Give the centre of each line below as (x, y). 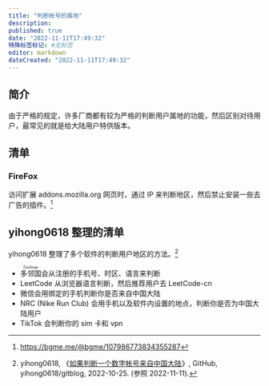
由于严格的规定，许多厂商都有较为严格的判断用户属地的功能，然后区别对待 (131, 115)
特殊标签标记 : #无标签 (41, 46)
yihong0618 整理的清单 (66, 233)
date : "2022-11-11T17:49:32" (57, 38)
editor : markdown (37, 53)
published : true (35, 30)
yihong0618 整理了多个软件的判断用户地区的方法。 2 (93, 253)
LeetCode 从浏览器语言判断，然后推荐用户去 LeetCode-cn (116, 283)
